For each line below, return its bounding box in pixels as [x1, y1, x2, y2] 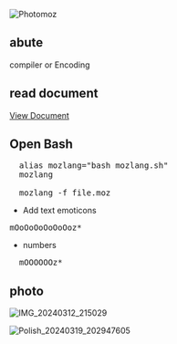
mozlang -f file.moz [18, 188, 111, 198]
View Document [9, 109, 70, 120]
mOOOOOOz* [18, 257, 63, 268]
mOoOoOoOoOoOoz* [9, 223, 82, 233]
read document [9, 86, 99, 101]
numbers [22, 240, 57, 251]
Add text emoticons [22, 205, 98, 216]
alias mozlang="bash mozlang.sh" [18, 161, 169, 171]
